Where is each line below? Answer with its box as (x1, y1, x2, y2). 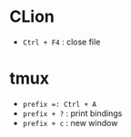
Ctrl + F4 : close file (22, 36, 101, 47)
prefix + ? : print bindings (22, 107, 123, 119)
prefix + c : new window (22, 117, 118, 128)
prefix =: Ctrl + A (22, 100, 97, 109)
